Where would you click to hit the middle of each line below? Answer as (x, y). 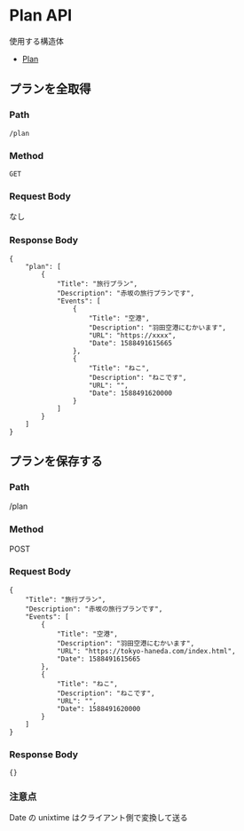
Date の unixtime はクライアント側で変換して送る (98, 818)
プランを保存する (56, 461)
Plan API (41, 16)
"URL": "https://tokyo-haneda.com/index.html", (146, 651)
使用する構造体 (36, 41)
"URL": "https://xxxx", (132, 335)
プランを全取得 (50, 89)
